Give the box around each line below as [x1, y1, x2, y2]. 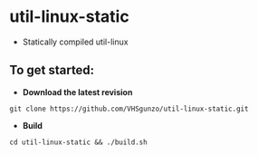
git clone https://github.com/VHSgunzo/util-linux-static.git [9, 104, 249, 113]
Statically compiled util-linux [22, 36, 129, 47]
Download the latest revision [22, 86, 133, 97]
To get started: [9, 63, 95, 78]
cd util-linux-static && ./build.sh [9, 138, 148, 147]
